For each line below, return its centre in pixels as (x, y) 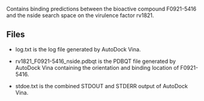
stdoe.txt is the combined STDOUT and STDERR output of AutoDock (101, 86)
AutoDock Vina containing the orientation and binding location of (97, 67)
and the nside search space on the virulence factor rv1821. (80, 15)
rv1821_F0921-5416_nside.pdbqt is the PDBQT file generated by (96, 61)
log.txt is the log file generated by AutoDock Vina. (78, 49)
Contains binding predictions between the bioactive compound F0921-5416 (101, 9)
